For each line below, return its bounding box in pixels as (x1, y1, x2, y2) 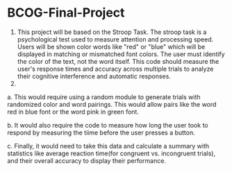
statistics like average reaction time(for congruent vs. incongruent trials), (7, 149, 216, 157)
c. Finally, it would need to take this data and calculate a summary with (7, 141, 210, 150)
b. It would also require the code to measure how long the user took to (7, 121, 208, 129)
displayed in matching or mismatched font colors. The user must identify (17, 50, 225, 58)
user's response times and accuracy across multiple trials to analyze (17, 64, 214, 73)
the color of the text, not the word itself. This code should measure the (17, 57, 219, 65)
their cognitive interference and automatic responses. (17, 71, 172, 80)
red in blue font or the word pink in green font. (7, 108, 139, 116)
